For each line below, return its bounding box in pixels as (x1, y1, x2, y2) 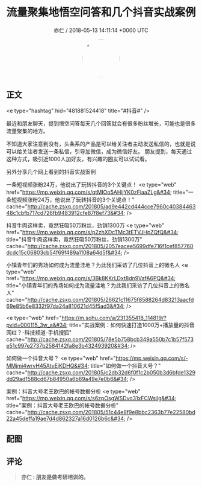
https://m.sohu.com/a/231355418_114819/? (61, 314, 167, 321)
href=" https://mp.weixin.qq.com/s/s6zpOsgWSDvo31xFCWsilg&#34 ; (6, 394, 177, 401)
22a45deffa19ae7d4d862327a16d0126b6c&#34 (6, 415, 124, 422)
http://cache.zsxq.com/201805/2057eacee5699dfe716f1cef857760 (27, 242, 194, 249)
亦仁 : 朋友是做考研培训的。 (20, 473, 89, 481)
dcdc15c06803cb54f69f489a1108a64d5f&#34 (6, 249, 121, 256)
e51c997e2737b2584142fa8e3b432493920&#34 (6, 342, 128, 349)
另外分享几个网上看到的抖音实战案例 (6, 168, 96, 175)
